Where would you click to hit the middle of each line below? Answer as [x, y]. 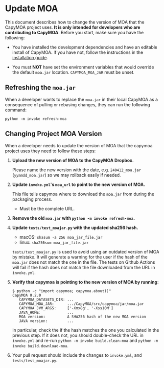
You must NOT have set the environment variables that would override [83, 67]
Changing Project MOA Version [54, 134]
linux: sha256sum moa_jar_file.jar [54, 242]
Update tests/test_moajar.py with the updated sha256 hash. [75, 228]
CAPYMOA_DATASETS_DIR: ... [47, 299]
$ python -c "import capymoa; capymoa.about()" [61, 291]
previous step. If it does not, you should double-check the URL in [78, 335]
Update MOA [32, 9]
